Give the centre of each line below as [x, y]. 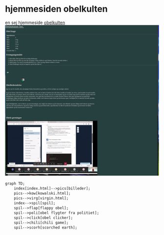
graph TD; [15, 184]
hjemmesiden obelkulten [56, 9]
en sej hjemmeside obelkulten [35, 22]
